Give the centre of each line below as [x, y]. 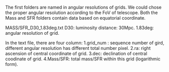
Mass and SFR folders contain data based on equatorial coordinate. [75, 18]
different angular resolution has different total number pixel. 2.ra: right [78, 48]
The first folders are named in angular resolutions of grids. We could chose [83, 7]
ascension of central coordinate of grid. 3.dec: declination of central [76, 53]
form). [12, 64]
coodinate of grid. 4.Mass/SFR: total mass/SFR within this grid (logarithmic [83, 59]
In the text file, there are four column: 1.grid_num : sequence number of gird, [85, 43]
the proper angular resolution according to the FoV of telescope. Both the [81, 13]
